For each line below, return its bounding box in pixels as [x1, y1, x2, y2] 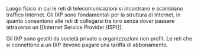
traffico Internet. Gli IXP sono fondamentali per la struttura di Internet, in [6, 11, 181, 18]
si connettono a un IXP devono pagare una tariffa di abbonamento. [6, 41, 168, 48]
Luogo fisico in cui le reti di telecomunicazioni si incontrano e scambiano [6, 5, 183, 12]
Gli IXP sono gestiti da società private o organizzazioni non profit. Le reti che [6, 35, 193, 42]
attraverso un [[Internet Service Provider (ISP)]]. [6, 23, 123, 31]
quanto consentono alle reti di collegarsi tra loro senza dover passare [6, 18, 175, 24]
